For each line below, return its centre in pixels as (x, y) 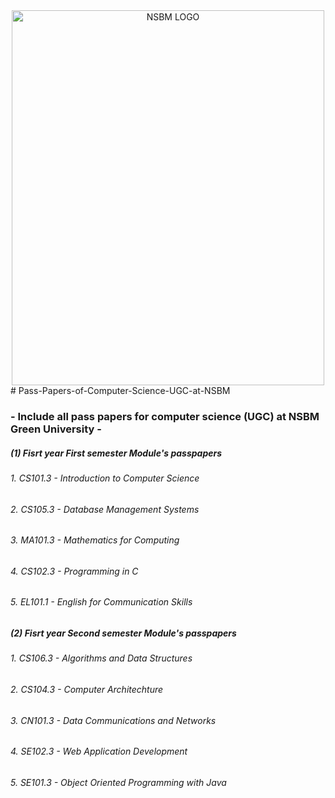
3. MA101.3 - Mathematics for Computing (95, 540)
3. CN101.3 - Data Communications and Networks (113, 720)
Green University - (56, 429)
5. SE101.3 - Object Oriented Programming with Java (118, 782)
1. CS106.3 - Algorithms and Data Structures (101, 658)
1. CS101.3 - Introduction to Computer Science (105, 478)
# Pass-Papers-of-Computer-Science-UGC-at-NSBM (120, 390)
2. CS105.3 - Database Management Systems (105, 509)
